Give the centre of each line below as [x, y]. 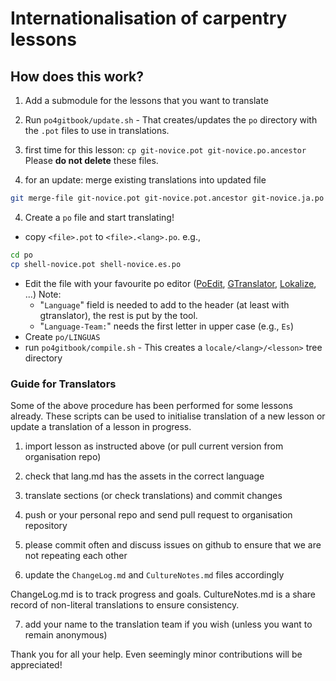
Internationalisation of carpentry [149, 18]
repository [46, 525]
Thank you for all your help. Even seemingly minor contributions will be [156, 654]
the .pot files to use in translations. [97, 130]
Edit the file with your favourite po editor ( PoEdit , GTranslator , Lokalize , [170, 283]
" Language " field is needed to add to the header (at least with [164, 304]
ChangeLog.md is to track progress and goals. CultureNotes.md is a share [163, 594]
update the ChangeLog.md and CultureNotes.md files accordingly [154, 574]
